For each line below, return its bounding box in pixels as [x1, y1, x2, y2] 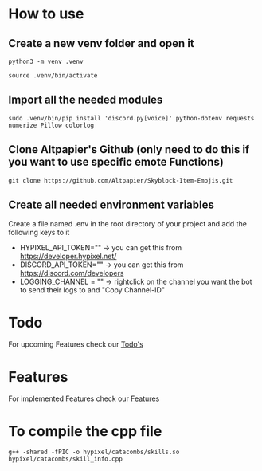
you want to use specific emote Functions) [8, 155, 225, 169]
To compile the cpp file [8, 422, 162, 440]
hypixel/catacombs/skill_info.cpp [8, 455, 123, 463]
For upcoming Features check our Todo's [8, 340, 143, 349]
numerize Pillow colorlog [8, 121, 94, 129]
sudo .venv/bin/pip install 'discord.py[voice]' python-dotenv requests [8, 114, 255, 122]
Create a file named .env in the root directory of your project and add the [8, 219, 247, 229]
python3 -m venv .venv [8, 57, 84, 65]
